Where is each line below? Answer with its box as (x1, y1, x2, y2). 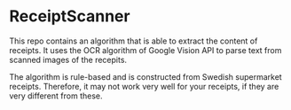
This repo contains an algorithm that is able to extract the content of (9, 35, 258, 46)
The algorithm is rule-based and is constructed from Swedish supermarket (9, 71, 282, 82)
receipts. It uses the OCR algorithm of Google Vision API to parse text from (9, 44, 282, 55)
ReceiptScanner (9, 6, 130, 27)
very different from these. (9, 90, 103, 101)
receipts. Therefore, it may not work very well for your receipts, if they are (9, 81, 279, 91)
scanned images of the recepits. (9, 54, 127, 65)
